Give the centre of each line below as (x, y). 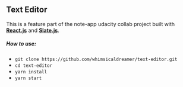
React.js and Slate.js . (33, 30)
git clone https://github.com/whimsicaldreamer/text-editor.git (96, 59)
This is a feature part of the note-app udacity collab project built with (91, 24)
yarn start (28, 78)
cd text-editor (34, 65)
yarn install (31, 72)
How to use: (21, 44)
